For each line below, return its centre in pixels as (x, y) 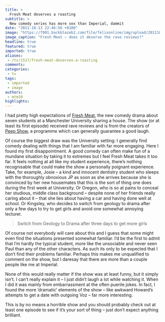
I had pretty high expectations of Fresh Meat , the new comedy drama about (82, 115)
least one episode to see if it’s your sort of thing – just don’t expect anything (82, 310)
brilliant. (13, 315)
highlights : (17, 102)
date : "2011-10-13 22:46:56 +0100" (41, 28)
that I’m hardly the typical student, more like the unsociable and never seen (81, 244)
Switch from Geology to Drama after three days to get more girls (82, 224)
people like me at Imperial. (32, 265)
